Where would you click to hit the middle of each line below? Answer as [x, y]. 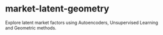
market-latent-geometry [57, 9]
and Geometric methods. [31, 27]
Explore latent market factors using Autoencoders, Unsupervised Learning [82, 22]
